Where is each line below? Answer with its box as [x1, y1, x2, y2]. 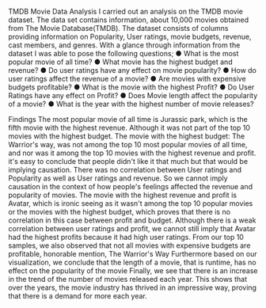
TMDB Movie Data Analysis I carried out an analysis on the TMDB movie [8, 7, 244, 16]
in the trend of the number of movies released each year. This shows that [8, 275, 248, 283]
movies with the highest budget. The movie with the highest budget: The [8, 131, 245, 141]
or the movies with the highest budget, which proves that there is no [8, 207, 231, 216]
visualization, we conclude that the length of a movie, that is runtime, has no [8, 257, 256, 267]
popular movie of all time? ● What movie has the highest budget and [8, 57, 233, 67]
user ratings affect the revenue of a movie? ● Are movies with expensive [8, 74, 247, 83]
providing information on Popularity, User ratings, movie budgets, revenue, [8, 32, 252, 41]
